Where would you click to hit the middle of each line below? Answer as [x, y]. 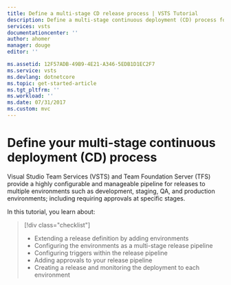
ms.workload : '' [30, 96]
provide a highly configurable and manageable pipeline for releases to [106, 183]
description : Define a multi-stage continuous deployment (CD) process [112, 20]
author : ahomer [29, 39]
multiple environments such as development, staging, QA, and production [111, 191]
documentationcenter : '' [43, 33]
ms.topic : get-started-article [52, 83]
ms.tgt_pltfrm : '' [33, 90]
